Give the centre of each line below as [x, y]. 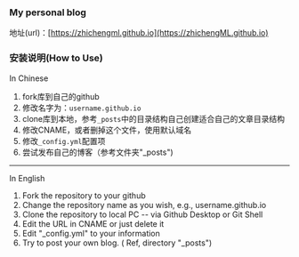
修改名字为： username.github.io [81, 108]
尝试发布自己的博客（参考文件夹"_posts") [97, 152]
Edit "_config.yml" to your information [91, 233]
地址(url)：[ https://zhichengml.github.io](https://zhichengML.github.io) [139, 33]
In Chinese [29, 78]
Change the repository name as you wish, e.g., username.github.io [144, 205]
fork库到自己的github [61, 96]
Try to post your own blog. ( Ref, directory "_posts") [117, 243]
